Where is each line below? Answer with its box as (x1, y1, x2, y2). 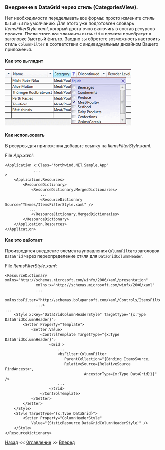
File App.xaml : (5, 152, 34, 158)
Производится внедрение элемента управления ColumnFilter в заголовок (5, 248, 160, 254)
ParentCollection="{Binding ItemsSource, (64, 356, 151, 361)
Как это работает (5, 237, 43, 243)
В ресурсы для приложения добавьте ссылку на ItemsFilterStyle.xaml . (5, 142, 151, 149)
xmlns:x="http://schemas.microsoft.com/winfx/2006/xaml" (36, 282, 155, 287)
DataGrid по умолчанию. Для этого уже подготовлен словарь (5, 20, 134, 26)
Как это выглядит (5, 58, 43, 64)
